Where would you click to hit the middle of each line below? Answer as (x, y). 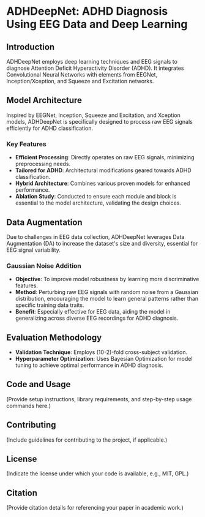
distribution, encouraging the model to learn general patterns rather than (107, 299)
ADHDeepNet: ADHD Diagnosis (87, 11)
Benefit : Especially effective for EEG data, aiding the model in (93, 312)
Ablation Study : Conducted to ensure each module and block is (96, 197)
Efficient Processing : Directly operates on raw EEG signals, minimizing (105, 157)
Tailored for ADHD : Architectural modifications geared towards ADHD (103, 170)
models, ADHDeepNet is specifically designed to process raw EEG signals (99, 121)
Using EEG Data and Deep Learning (97, 24)
